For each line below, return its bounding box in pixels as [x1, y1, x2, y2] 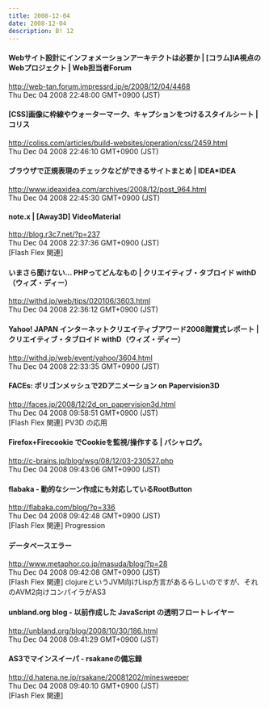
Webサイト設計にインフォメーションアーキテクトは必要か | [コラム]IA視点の [8, 52, 261, 62]
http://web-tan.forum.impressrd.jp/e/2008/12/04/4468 [8, 82, 191, 91]
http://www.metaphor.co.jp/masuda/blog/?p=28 [8, 559, 168, 569]
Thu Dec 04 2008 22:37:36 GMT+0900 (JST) [8, 238, 160, 248]
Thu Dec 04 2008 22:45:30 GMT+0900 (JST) [8, 193, 160, 203]
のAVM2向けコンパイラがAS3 [8, 587, 107, 597]
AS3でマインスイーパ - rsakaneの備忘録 [8, 654, 143, 664]
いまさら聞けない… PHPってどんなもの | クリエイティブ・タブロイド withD [8, 267, 257, 277]
